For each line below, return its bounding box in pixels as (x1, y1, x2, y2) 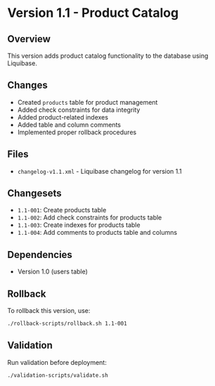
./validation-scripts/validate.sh (7, 371, 109, 379)
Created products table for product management (17, 98, 158, 106)
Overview (7, 33, 51, 45)
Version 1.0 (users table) (17, 267, 88, 276)
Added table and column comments (17, 120, 122, 129)
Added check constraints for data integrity (17, 105, 141, 114)
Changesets (7, 188, 62, 200)
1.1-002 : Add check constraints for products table (17, 213, 162, 222)
